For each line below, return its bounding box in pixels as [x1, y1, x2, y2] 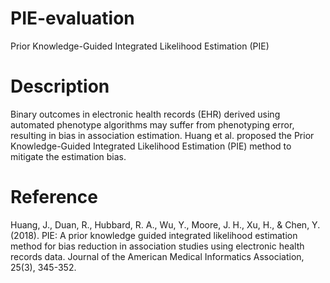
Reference [10, 186, 98, 209]
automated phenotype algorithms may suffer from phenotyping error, [10, 118, 295, 131]
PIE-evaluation [10, 7, 135, 30]
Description [10, 75, 110, 98]
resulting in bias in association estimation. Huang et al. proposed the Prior [10, 129, 315, 141]
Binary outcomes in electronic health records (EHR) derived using [10, 108, 281, 120]
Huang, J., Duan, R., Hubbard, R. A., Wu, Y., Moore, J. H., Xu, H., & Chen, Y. [10, 218, 321, 231]
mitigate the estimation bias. [10, 150, 127, 162]
